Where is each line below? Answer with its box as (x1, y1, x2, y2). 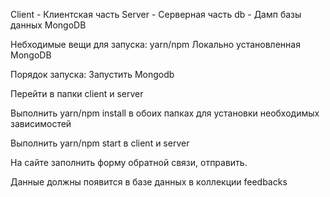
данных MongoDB (10, 19, 87, 31)
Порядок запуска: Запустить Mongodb (10, 69, 175, 80)
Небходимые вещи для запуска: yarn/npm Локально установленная (10, 39, 301, 50)
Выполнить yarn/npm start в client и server (10, 137, 190, 149)
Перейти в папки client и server (10, 88, 144, 99)
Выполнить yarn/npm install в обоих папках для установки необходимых (10, 107, 320, 119)
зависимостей (10, 118, 72, 129)
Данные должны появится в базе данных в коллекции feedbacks (10, 176, 288, 188)
